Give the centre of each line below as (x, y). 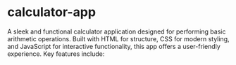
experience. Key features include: (56, 54)
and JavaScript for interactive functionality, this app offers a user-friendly (114, 46)
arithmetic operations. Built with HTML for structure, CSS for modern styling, (118, 38)
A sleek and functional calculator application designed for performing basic (117, 31)
